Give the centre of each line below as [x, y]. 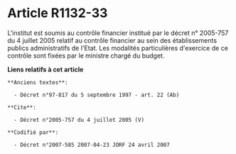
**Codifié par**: [33, 132]
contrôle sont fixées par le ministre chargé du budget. [86, 56]
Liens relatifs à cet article [45, 69]
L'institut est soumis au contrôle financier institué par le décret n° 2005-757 [118, 33]
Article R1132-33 [58, 13]
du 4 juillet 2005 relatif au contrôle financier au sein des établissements [112, 40]
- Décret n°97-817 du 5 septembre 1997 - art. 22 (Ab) [97, 95]
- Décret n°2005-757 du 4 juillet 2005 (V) [79, 120]
